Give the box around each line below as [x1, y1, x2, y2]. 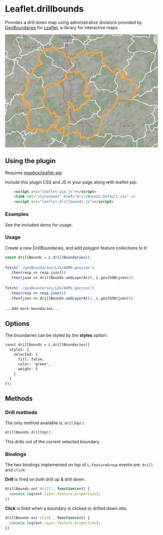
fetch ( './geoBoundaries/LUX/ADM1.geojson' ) [5, 286, 95, 291]
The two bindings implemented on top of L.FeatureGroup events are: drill [5, 462, 153, 468]
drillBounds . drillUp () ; [5, 430, 53, 435]
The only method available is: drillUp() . [5, 420, 86, 425]
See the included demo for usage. [5, 222, 73, 227]
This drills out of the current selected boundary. [5, 438, 100, 444]
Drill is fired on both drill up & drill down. [5, 476, 86, 482]
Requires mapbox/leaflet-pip [5, 170, 62, 176]
